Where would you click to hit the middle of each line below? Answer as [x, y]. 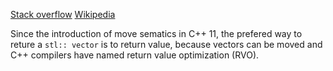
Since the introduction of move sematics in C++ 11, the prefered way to [156, 33]
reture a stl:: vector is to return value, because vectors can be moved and [166, 44]
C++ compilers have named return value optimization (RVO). [135, 55]
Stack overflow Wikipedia [63, 14]
